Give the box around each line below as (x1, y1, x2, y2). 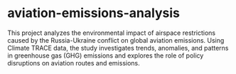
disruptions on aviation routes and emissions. (7, 58, 140, 67)
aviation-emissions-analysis (7, 5, 180, 21)
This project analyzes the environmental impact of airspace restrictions (7, 28, 215, 37)
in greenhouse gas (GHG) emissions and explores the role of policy (7, 51, 204, 60)
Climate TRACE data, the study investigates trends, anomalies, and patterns (7, 43, 229, 52)
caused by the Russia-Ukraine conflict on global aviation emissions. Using (7, 36, 225, 44)
